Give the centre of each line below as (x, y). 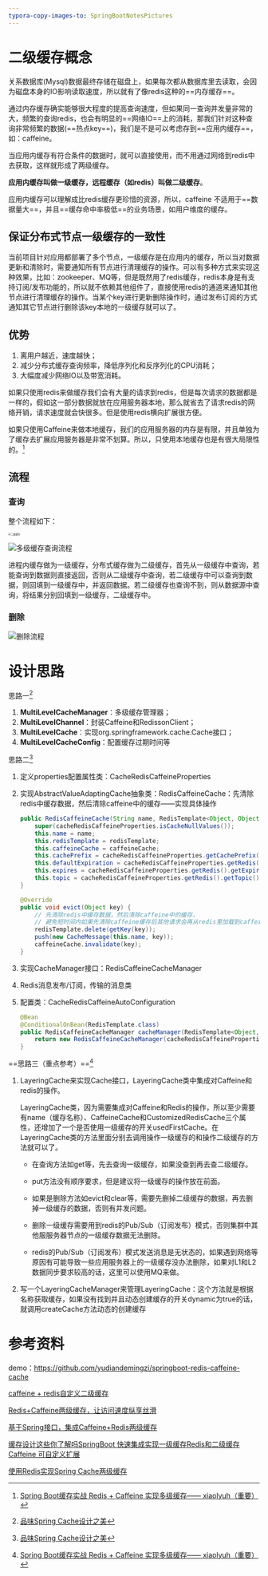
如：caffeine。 (32, 138)
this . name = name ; (65, 834)
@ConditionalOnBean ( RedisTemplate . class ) (90, 1024)
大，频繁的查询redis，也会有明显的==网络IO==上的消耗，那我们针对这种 (127, 118)
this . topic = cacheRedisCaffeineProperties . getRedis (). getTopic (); (149, 878)
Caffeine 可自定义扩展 (44, 1454)
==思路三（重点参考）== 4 (51, 1063)
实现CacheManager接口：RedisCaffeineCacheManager (110, 968)
